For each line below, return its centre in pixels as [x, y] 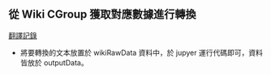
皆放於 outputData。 [54, 62]
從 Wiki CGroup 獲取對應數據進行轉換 [102, 15]
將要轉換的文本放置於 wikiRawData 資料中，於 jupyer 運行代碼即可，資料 [142, 52]
